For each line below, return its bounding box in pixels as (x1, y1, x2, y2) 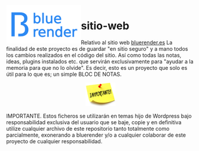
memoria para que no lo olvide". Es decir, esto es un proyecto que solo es (6, 64, 188, 71)
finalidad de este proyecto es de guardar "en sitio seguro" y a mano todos (6, 45, 188, 52)
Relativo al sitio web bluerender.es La (81, 39, 173, 46)
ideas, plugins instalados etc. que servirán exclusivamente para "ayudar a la (6, 58, 194, 65)
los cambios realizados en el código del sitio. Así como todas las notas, (6, 51, 182, 58)
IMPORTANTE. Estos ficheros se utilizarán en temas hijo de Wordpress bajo (6, 112, 192, 120)
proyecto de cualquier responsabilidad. (6, 138, 103, 145)
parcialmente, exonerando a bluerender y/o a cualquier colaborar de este (6, 131, 186, 138)
